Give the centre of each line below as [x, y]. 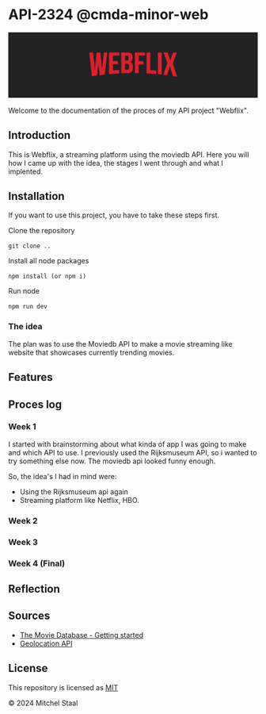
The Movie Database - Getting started [82, 635]
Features [30, 377]
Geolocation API [46, 643]
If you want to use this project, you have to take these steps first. [114, 215]
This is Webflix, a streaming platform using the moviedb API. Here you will [129, 154]
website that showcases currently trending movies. [91, 352]
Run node [24, 291]
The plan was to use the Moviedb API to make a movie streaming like [121, 344]
